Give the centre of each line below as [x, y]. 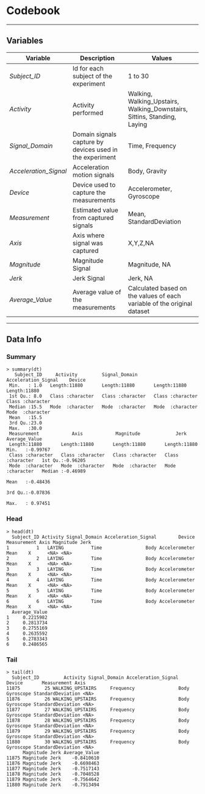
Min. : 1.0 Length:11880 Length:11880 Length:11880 [98, 386]
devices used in [95, 149]
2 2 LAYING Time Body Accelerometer [101, 558]
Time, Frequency [152, 146]
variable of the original [160, 303]
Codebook [33, 11]
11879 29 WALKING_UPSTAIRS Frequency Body [98, 732]
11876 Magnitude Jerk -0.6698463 [53, 763]
